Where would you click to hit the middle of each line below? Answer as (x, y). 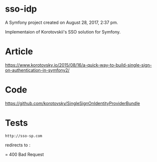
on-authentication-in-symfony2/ (37, 70)
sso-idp (21, 9)
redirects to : (18, 145)
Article (19, 52)
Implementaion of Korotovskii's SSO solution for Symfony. (63, 32)
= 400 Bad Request (25, 154)
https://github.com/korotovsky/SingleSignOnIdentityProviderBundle (72, 103)
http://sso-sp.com (24, 136)
